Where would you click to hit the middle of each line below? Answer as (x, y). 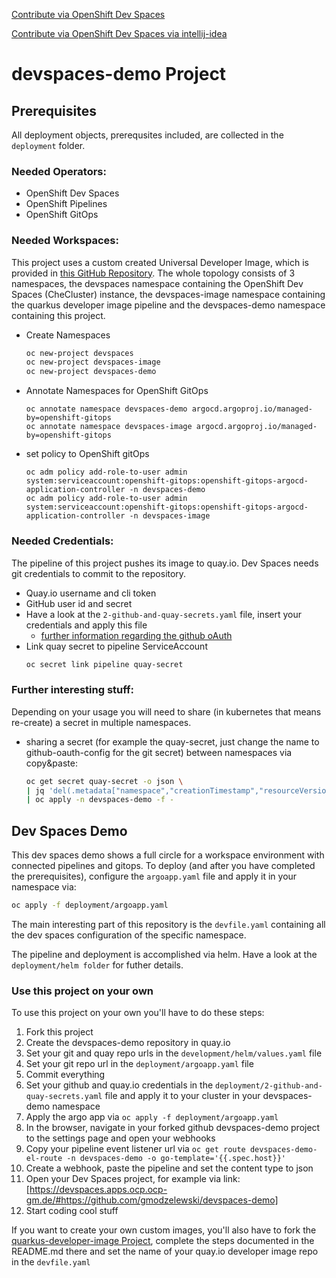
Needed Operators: (59, 171)
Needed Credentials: (62, 541)
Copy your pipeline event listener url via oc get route (135, 1149)
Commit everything (65, 1075)
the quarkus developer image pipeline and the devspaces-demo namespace (168, 305)
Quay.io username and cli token (91, 593)
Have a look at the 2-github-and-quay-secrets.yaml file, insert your (164, 614)
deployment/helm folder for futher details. (97, 965)
